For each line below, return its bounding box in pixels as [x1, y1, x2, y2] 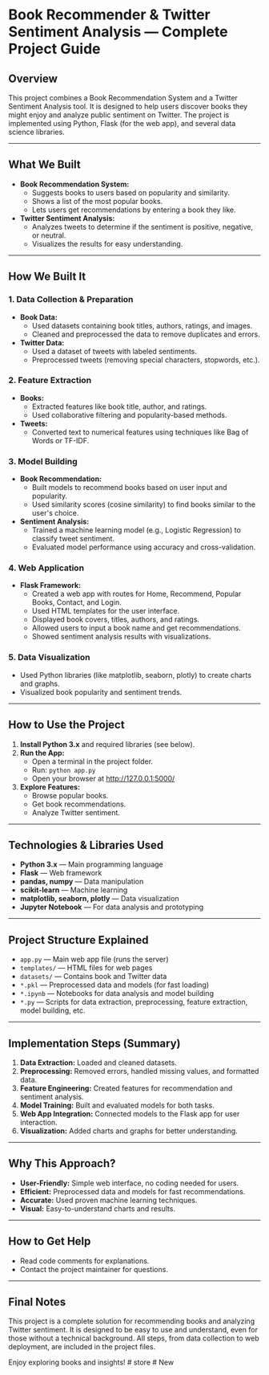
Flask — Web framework [19, 868, 102, 878]
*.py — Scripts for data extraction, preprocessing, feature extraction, [19, 998, 248, 1007]
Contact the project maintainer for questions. [19, 1264, 168, 1274]
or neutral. [31, 231, 66, 240]
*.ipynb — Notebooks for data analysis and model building [19, 989, 215, 998]
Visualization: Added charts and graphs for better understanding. [19, 1126, 238, 1136]
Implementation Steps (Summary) [8, 1036, 181, 1050]
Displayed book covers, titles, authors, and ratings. [31, 614, 200, 624]
